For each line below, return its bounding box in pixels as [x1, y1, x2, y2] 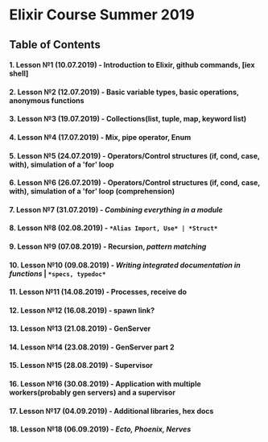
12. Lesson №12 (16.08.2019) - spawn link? [9, 305, 155, 315]
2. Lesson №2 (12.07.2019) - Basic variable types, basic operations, [9, 87, 240, 97]
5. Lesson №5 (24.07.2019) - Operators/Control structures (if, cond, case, [9, 151, 260, 160]
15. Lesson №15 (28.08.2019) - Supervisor [9, 361, 154, 370]
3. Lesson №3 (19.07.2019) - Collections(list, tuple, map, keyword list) [9, 114, 247, 124]
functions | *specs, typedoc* [9, 268, 106, 279]
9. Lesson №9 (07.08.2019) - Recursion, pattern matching [9, 242, 207, 251]
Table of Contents [9, 38, 101, 52]
